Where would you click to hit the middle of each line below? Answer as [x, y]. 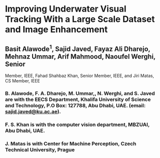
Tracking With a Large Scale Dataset [80, 19]
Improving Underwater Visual [66, 9]
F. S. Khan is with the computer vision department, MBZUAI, [77, 125]
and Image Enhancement [56, 30]
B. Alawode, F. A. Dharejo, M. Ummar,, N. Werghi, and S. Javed [80, 93]
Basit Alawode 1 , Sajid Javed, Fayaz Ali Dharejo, [78, 48]
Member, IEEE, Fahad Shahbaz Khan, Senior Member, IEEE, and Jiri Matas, [80, 76]
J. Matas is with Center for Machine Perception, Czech [71, 143]
